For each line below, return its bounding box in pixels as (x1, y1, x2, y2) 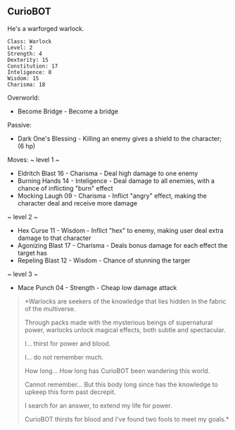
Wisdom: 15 (7, 75, 39, 82)
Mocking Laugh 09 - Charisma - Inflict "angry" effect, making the (17, 191, 208, 200)
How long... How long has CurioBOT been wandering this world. (24, 366, 210, 375)
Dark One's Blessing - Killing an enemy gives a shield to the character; (17, 134, 222, 143)
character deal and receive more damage (17, 198, 138, 207)
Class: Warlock (7, 38, 52, 45)
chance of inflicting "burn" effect (17, 184, 114, 192)
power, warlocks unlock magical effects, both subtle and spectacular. (24, 325, 227, 334)
